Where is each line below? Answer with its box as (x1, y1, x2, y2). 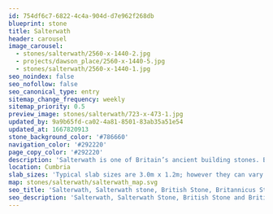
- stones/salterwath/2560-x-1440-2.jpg (15, 50, 151, 58)
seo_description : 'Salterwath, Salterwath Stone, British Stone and (8, 193, 245, 202)
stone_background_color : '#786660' (8, 133, 129, 141)
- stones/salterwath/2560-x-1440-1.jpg (15, 65, 151, 73)
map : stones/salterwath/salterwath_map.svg (8, 178, 158, 187)
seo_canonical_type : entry (8, 87, 100, 96)
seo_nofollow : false (8, 80, 79, 88)
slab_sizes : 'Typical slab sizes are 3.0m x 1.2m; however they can (8, 171, 245, 179)
